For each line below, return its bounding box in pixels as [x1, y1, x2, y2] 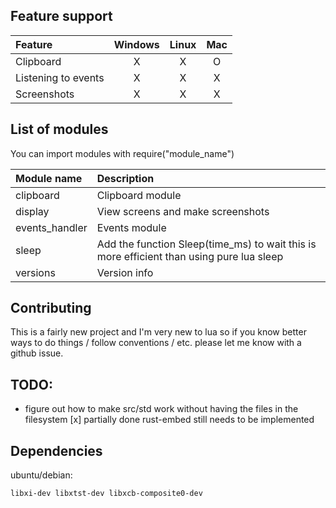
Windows [113, 37, 160, 51]
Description [96, 171, 155, 185]
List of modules [10, 121, 109, 138]
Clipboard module [96, 188, 182, 202]
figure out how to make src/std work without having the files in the [24, 403, 299, 415]
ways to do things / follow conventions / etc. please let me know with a [10, 337, 302, 349]
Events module [96, 220, 167, 234]
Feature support [10, 8, 113, 25]
